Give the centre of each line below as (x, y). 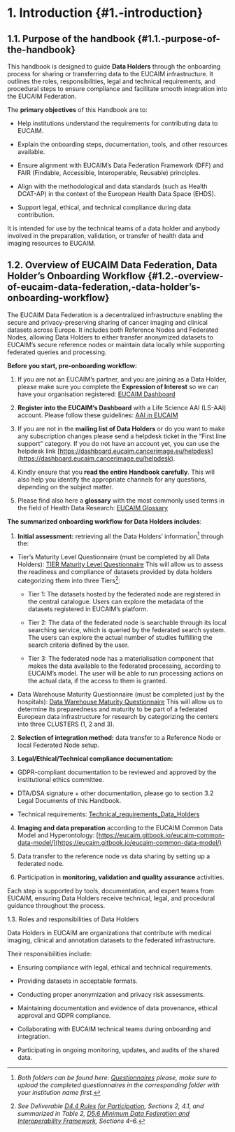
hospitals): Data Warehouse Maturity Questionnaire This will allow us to (120, 702)
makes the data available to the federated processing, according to (124, 666)
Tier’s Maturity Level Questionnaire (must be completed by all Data (113, 557)
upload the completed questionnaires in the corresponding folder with (118, 1085)
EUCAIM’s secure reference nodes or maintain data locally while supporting (116, 344)
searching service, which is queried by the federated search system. (127, 630)
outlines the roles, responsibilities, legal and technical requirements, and (111, 81)
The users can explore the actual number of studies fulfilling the (120, 638)
